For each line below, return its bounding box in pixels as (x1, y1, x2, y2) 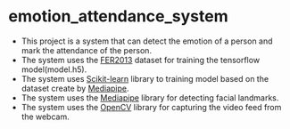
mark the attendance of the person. (21, 44, 153, 55)
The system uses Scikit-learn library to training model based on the (21, 73, 269, 84)
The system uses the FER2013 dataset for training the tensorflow (21, 54, 261, 65)
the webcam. (21, 111, 70, 122)
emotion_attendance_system (8, 6, 228, 27)
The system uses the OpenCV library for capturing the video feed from (21, 101, 282, 112)
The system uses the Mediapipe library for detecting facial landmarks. (21, 92, 279, 103)
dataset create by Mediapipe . (21, 83, 130, 93)
